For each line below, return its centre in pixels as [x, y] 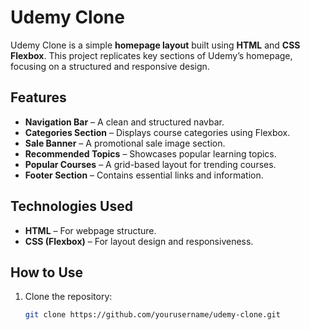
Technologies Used [71, 206]
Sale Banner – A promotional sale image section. [125, 143]
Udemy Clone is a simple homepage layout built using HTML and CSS [155, 45]
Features [38, 97]
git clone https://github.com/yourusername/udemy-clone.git [152, 315]
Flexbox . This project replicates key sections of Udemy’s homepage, [151, 55]
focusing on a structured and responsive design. [110, 66]
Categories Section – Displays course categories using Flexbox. [157, 132]
